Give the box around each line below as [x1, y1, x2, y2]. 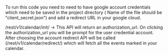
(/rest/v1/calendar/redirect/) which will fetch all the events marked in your [5, 40, 157, 46]
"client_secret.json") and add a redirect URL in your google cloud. [5, 15, 141, 20]
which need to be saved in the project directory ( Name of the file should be [5, 9, 162, 15]
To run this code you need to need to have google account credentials [5, 4, 151, 10]
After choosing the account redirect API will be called [5, 35, 116, 41]
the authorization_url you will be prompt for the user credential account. [5, 30, 154, 35]
